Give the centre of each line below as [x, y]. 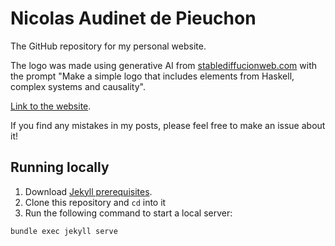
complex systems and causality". [78, 86]
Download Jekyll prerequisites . [88, 191]
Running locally [60, 167]
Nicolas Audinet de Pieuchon [133, 18]
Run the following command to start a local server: [128, 213]
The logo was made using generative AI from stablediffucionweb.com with [163, 65]
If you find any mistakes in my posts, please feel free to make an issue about [168, 125]
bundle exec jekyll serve [64, 231]
